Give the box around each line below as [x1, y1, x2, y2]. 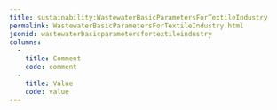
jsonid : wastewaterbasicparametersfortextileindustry [9, 29, 213, 38]
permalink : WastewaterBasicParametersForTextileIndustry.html [9, 21, 244, 30]
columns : [9, 37, 42, 47]
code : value [25, 87, 69, 96]
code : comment [25, 63, 77, 72]
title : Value [25, 79, 74, 88]
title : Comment [25, 54, 82, 63]
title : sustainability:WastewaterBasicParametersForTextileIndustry [9, 12, 268, 22]
